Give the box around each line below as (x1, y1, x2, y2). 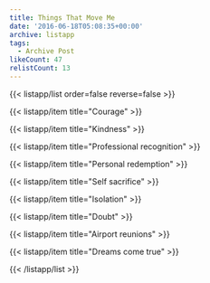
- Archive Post (17, 47, 75, 56)
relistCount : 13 (9, 64, 71, 73)
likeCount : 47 (9, 55, 63, 64)
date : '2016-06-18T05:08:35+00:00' (9, 22, 144, 31)
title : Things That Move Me (9, 13, 116, 23)
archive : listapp (9, 30, 75, 39)
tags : (9, 38, 30, 48)
